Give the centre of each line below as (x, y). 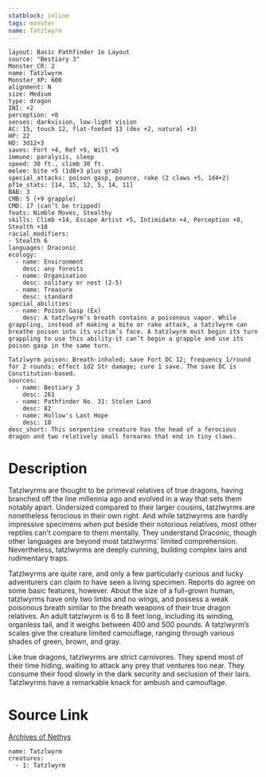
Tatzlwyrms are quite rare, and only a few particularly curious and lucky (126, 574)
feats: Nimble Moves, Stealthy (60, 213)
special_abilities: (41, 304)
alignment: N (30, 87)
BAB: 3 (19, 192)
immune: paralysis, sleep (51, 157)
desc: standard (48, 297)
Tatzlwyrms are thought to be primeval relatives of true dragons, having (126, 490)
